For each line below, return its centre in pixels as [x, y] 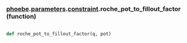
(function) [21, 16]
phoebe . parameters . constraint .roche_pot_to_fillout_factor [94, 9]
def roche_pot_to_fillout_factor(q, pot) [59, 34]
